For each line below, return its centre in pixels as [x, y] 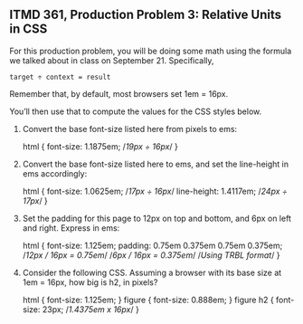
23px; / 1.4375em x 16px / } [91, 309]
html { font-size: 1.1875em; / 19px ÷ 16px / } [100, 146]
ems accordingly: [55, 173]
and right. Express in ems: [71, 228]
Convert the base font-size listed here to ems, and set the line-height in [156, 164]
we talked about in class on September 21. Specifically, [112, 60]
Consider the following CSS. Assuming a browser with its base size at [152, 272]
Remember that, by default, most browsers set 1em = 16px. [119, 93]
